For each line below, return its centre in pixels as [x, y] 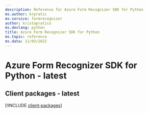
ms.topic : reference [26, 37]
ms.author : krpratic [26, 14]
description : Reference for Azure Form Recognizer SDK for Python [74, 9]
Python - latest [36, 75]
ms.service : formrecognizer [34, 19]
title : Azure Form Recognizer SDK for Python [52, 32]
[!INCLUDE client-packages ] [34, 105]
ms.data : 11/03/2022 [26, 41]
